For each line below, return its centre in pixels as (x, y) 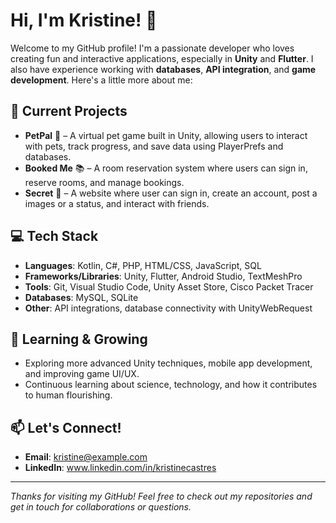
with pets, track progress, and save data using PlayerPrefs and (154, 146)
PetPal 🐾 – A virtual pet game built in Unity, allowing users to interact (166, 135)
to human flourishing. (68, 395)
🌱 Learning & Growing (79, 339)
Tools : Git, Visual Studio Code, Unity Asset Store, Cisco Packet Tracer (169, 286)
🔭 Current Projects (69, 111)
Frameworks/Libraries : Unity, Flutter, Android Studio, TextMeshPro (163, 276)
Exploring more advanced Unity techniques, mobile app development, (168, 363)
